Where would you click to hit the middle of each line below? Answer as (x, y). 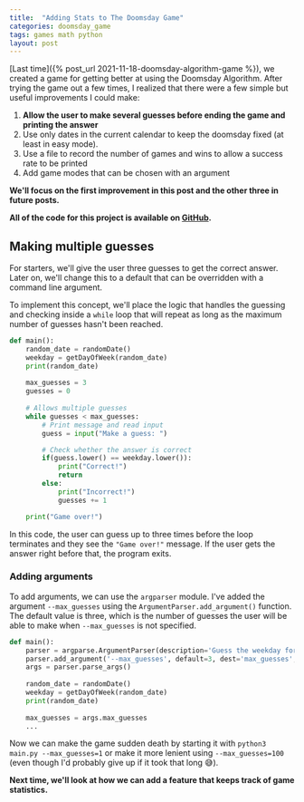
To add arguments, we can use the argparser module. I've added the (137, 596)
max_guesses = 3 (57, 383)
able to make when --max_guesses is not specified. (103, 625)
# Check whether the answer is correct (117, 449)
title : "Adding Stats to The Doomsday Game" (96, 18)
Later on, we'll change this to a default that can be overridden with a (137, 278)
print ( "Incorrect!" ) (96, 492)
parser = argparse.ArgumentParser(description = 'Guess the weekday (153, 650)
